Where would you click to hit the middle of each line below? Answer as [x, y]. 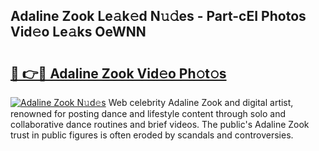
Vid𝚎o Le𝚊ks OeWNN [78, 32]
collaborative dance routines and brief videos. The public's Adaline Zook [160, 124]
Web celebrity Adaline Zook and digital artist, [201, 102]
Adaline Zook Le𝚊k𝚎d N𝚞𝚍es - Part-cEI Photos [158, 16]
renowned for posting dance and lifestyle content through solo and [148, 113]
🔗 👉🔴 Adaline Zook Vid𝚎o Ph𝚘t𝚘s [118, 73]
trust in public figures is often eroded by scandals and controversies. [152, 135]
